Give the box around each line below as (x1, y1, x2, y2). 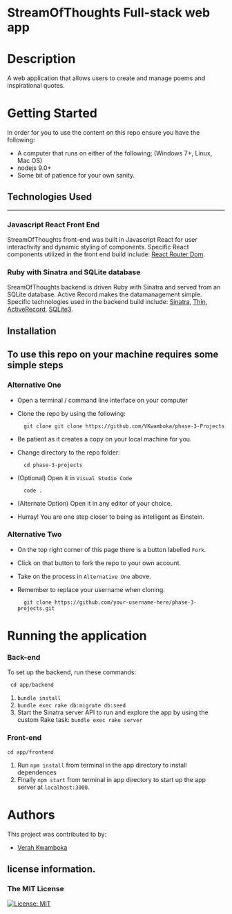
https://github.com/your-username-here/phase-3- (54, 599, 197, 606)
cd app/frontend (7, 748, 54, 756)
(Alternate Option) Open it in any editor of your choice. (17, 499, 173, 507)
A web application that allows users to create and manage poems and (7, 74, 206, 82)
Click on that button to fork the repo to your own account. (17, 558, 182, 567)
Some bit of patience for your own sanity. (17, 171, 135, 180)
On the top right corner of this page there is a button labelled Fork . (17, 545, 206, 553)
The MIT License (7, 884, 64, 893)
